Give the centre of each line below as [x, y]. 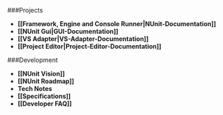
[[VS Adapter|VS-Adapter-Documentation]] [83, 39]
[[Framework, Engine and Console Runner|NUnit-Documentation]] [117, 24]
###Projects [25, 10]
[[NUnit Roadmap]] [46, 81]
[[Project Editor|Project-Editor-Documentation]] [89, 46]
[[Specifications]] [44, 96]
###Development [32, 60]
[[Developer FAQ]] [44, 104]
